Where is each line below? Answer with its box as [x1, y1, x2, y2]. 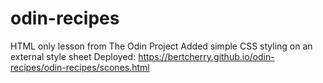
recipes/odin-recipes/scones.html [10, 61, 150, 73]
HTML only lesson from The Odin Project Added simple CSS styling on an [10, 40, 313, 52]
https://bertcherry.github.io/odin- [138, 50, 275, 62]
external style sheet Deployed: [10, 50, 137, 62]
